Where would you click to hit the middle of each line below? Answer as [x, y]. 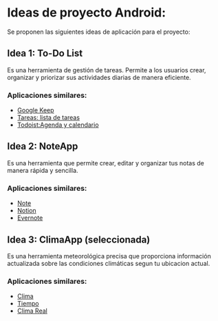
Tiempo [28, 304]
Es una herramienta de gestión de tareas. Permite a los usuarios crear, [107, 70]
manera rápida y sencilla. [43, 170]
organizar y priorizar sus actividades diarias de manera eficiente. [99, 77]
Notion [26, 211]
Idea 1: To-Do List [45, 53]
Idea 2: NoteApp [43, 146]
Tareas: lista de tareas [48, 118]
